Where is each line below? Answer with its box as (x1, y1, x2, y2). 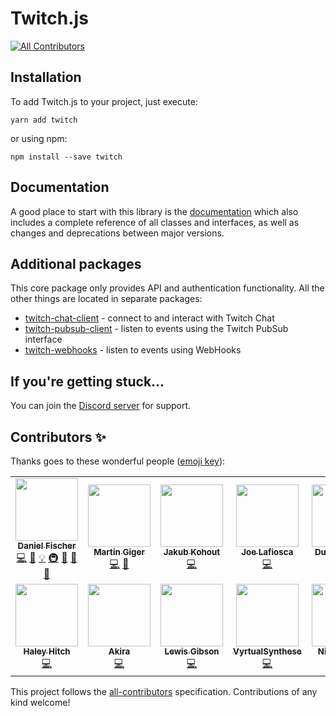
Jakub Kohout (163, 547, 221, 557)
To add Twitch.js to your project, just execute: (10, 95, 198, 107)
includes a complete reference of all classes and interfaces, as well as (10, 216, 300, 228)
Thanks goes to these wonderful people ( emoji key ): (10, 455, 226, 467)
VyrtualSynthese (233, 646, 302, 657)
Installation (10, 69, 82, 86)
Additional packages (10, 255, 142, 272)
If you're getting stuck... (10, 373, 165, 390)
